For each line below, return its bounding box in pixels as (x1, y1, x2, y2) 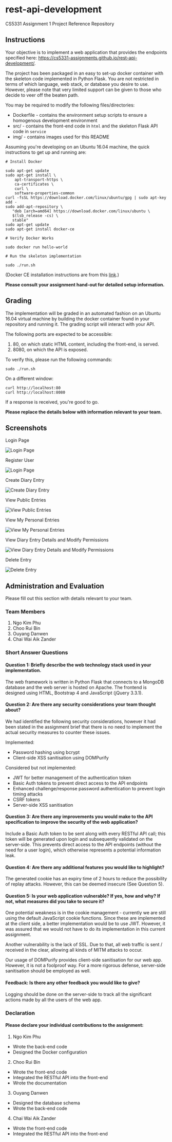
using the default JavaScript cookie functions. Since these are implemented (5, 915, 166, 921)
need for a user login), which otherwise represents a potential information (5, 847, 161, 853)
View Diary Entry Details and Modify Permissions (5, 537, 109, 543)
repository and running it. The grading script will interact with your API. (5, 321, 156, 327)
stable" (12, 217, 29, 223)
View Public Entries (5, 497, 46, 503)
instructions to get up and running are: (5, 149, 86, 155)
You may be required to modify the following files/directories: (5, 102, 135, 108)
